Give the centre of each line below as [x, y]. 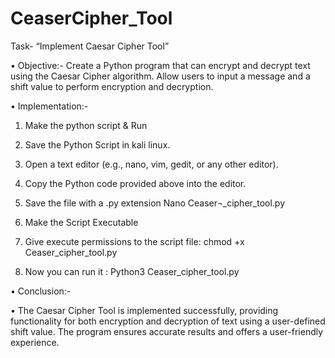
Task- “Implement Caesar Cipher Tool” [90, 46]
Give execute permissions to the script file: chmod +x [134, 241]
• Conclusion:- [41, 291]
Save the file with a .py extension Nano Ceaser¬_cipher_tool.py [155, 203]
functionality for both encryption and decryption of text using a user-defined [168, 321]
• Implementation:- [49, 106]
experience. [35, 342]
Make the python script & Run [86, 125]
